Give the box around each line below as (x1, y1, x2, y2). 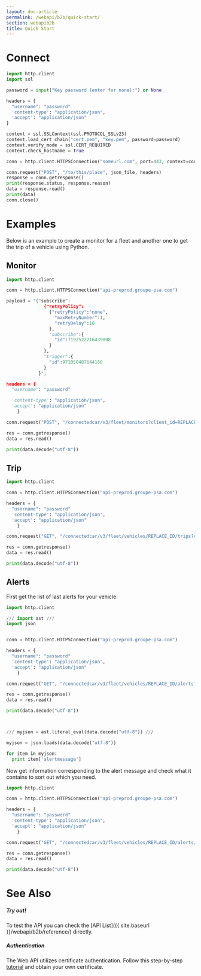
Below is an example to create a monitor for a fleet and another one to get (6, 237, 188, 244)
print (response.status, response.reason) (6, 180, 111, 186)
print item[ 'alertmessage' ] (11, 756, 82, 762)
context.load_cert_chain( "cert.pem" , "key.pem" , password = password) (6, 137, 181, 143)
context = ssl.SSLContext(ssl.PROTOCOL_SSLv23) (6, 131, 127, 137)
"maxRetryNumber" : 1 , (54, 314, 106, 320)
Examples (6, 218, 56, 231)
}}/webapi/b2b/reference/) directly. (6, 928, 93, 935)
